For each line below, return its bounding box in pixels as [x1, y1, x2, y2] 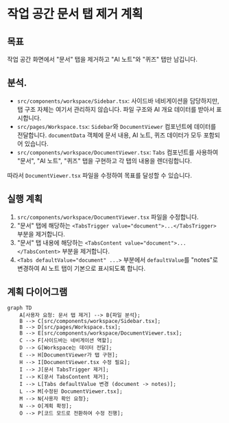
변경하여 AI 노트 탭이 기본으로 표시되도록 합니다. [16, 264, 146, 272]
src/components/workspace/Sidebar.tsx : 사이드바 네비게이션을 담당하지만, [16, 97, 219, 105]
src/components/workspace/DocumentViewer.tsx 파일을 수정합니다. [16, 213, 199, 221]
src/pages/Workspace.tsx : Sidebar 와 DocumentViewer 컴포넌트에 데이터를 [16, 122, 217, 130]
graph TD [7, 304, 32, 312]
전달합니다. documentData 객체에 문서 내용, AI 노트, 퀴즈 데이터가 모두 [16, 131, 202, 139]
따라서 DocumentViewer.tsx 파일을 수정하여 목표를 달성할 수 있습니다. [7, 171, 192, 179]
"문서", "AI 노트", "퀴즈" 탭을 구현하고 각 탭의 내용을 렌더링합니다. [16, 156, 192, 165]
